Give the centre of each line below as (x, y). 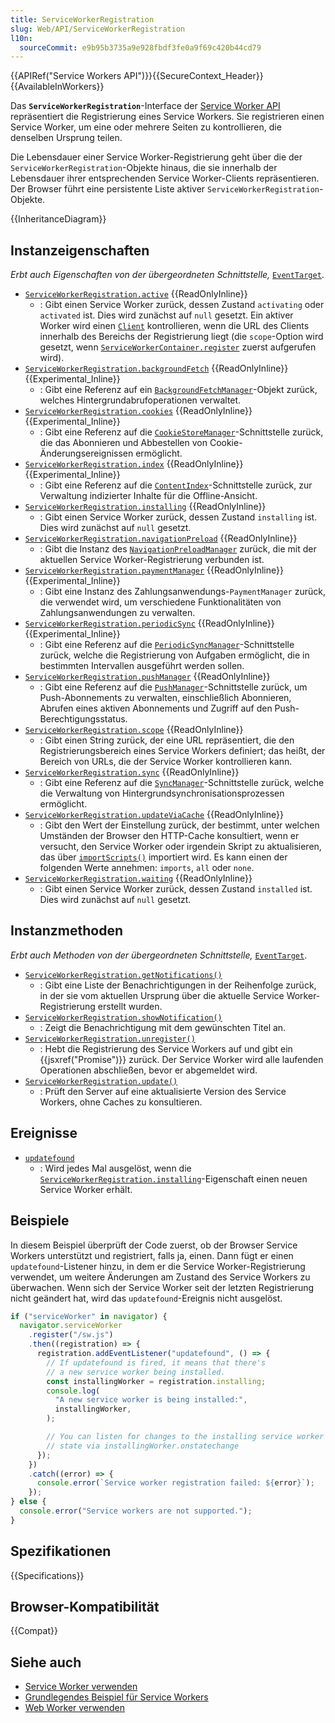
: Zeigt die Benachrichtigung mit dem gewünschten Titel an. (163, 1027)
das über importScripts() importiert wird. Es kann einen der (163, 857)
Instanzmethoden (67, 931)
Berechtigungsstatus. (83, 719)
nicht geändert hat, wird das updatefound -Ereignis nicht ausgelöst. (146, 1298)
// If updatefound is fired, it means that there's (156, 1362)
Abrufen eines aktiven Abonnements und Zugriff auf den (156, 708)
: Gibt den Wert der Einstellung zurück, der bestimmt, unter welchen (179, 825)
